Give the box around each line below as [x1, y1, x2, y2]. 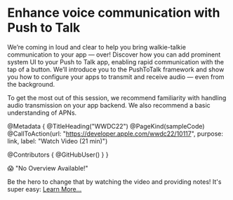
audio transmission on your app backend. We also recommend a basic [7, 101, 211, 109]
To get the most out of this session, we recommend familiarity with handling [7, 93, 227, 102]
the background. [7, 80, 55, 88]
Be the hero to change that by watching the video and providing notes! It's [7, 177, 222, 186]
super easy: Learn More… [7, 185, 82, 193]
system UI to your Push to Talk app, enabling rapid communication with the [7, 57, 225, 66]
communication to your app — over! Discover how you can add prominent [7, 50, 221, 59]
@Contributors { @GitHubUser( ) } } [7, 150, 109, 159]
